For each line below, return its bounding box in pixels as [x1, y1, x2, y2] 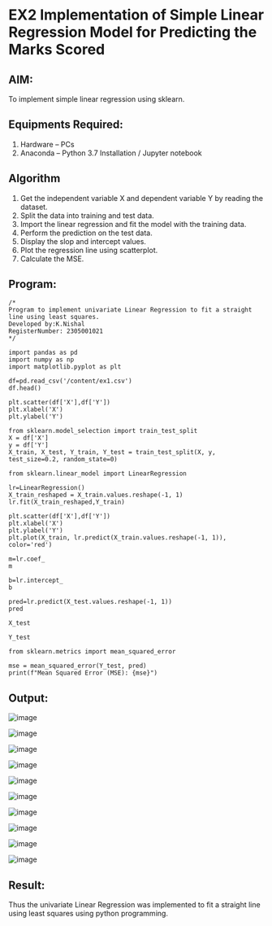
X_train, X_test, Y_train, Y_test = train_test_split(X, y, [8, 448, 217, 456]
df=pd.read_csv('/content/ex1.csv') [8, 377, 132, 386]
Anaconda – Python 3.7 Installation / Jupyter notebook [19, 148, 202, 158]
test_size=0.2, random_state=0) [8, 456, 118, 464]
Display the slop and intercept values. [19, 236, 146, 246]
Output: [8, 691, 49, 705]
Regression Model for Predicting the [8, 23, 257, 41]
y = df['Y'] [8, 441, 49, 449]
